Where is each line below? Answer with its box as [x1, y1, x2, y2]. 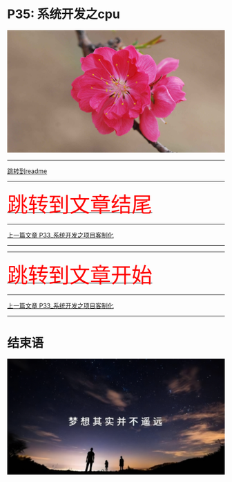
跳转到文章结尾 [7, 193, 153, 217]
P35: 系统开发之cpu [7, 6, 121, 22]
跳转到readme [7, 167, 48, 175]
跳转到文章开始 [7, 264, 153, 287]
